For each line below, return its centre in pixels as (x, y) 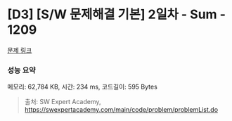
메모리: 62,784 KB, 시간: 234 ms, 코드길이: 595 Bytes (83, 87)
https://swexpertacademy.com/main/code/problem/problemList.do (121, 110)
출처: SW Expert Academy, (63, 102)
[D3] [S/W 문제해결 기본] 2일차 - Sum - (117, 14)
